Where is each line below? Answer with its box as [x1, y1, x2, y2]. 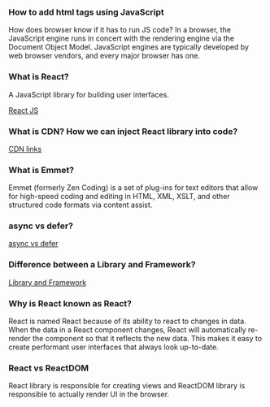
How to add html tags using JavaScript [8, 6, 164, 18]
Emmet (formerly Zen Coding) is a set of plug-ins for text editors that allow [8, 183, 259, 193]
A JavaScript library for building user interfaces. [8, 89, 169, 99]
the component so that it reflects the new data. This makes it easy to [32, 334, 263, 344]
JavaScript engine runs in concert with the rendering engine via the [8, 33, 234, 43]
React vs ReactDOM [8, 362, 89, 374]
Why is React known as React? [8, 297, 133, 309]
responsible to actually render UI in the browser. [8, 389, 169, 400]
